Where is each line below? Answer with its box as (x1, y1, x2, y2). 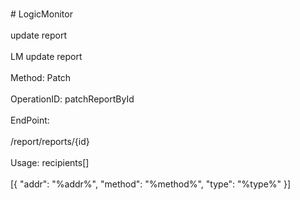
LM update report (10, 51, 83, 62)
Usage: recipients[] (10, 157, 90, 168)
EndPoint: (10, 114, 50, 126)
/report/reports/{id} (10, 136, 90, 147)
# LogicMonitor (10, 8, 73, 20)
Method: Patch (10, 72, 72, 83)
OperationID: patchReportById (10, 93, 135, 105)
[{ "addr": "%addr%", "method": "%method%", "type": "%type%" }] (10, 178, 292, 190)
